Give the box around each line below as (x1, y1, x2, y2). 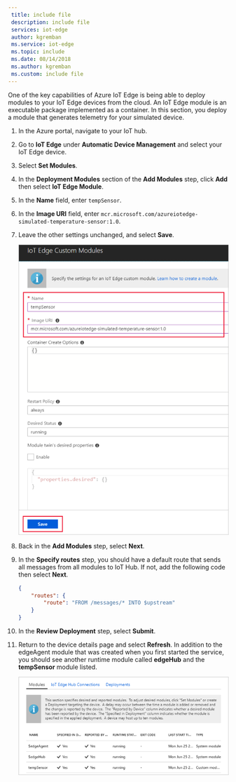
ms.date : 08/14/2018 (11, 56, 71, 63)
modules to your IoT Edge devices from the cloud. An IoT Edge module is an (8, 98, 227, 107)
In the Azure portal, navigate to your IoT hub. (18, 126, 148, 135)
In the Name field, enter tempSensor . (18, 196, 122, 204)
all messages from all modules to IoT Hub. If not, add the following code (18, 562, 226, 571)
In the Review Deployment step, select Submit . (18, 627, 156, 635)
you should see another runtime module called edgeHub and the (18, 656, 205, 664)
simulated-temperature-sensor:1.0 (18, 218, 119, 225)
